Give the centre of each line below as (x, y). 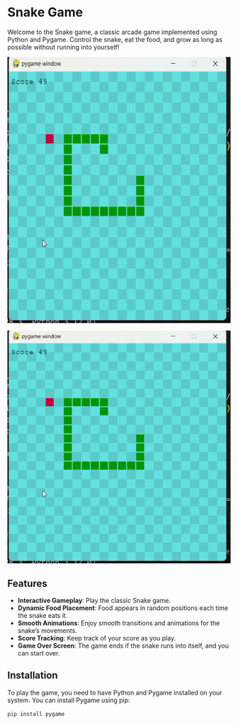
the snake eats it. (42, 616)
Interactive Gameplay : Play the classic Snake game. (94, 601)
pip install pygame (36, 714)
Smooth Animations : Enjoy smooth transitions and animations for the (119, 623)
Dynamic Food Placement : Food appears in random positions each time (123, 608)
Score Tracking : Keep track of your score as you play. (96, 638)
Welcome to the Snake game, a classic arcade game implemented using (112, 32)
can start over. (39, 653)
